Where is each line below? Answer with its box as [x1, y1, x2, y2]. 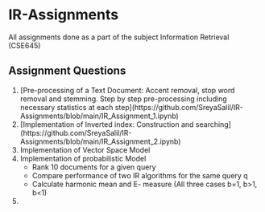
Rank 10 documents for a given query [31, 162, 156, 172]
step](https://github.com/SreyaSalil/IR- [114, 102, 244, 112]
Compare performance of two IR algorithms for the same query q [31, 170, 248, 180]
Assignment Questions [8, 64, 126, 78]
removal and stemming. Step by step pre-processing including [19, 94, 227, 104]
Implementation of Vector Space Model [19, 145, 151, 154]
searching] [195, 119, 232, 129]
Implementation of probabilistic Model [19, 153, 147, 163]
